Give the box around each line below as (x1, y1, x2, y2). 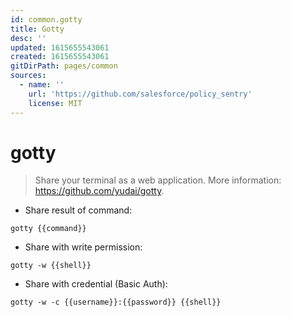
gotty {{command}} (10, 224, 87, 234)
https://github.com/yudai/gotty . (34, 185, 165, 197)
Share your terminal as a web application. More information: (34, 174, 282, 186)
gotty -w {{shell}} (10, 261, 92, 271)
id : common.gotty (10, 14, 83, 25)
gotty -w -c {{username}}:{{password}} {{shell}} (10, 297, 222, 308)
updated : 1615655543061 (10, 42, 110, 53)
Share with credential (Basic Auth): (24, 278, 168, 290)
